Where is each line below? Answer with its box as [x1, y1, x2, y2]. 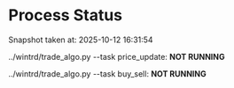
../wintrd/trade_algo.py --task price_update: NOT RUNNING [8, 51, 225, 62]
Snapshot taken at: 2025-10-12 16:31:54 [8, 34, 153, 45]
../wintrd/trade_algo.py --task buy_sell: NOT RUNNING [8, 68, 207, 79]
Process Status [8, 5, 123, 26]
